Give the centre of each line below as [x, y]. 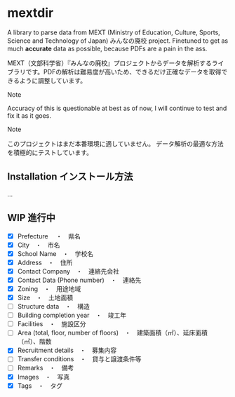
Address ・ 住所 [45, 262]
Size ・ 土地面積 [45, 297]
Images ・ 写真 [43, 377]
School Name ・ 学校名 [55, 253]
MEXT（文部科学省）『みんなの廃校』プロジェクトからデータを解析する [110, 63]
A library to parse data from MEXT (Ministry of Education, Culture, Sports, [114, 32]
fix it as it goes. [29, 115]
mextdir [31, 13]
